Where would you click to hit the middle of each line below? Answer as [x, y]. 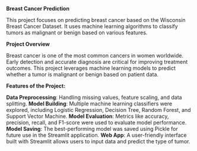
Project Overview [28, 44]
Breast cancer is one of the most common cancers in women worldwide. [95, 55]
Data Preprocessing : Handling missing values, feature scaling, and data [94, 97]
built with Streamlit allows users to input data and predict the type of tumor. [98, 141]
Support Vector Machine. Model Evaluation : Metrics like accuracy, [88, 116]
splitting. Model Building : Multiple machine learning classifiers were [89, 104]
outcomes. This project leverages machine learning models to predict [91, 68]
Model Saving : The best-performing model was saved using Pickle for [92, 129]
